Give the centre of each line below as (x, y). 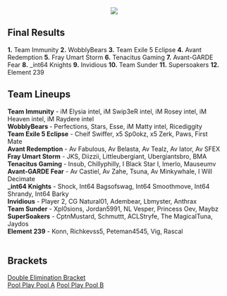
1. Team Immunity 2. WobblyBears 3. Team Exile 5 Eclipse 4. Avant (105, 49)
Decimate (22, 178)
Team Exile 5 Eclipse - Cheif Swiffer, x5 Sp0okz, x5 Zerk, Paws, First (108, 134)
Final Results (36, 33)
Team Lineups (39, 94)
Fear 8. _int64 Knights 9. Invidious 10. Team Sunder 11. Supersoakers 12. (114, 64)
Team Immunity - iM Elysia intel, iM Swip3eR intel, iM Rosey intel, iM (107, 111)
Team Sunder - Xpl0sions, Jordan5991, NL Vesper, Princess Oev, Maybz (113, 209)
